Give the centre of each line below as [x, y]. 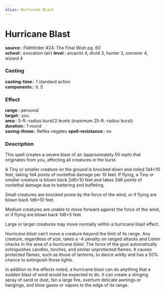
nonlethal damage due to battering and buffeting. [55, 185]
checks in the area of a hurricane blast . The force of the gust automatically [81, 244]
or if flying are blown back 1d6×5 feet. [44, 215]
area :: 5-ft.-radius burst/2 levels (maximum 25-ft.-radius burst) [69, 121]
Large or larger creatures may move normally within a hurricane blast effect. [82, 224]
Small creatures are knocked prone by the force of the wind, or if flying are [81, 195]
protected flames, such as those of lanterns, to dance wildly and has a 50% [82, 255]
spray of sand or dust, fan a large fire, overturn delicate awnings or [73, 280]
